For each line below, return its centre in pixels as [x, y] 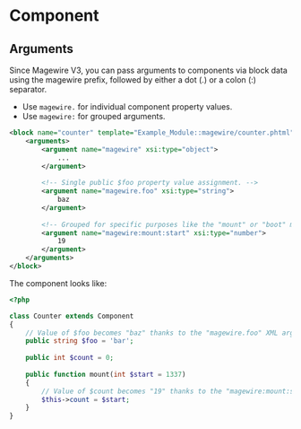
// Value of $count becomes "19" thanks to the [132, 391]
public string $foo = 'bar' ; [80, 341]
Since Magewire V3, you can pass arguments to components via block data [149, 70]
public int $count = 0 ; [70, 358]
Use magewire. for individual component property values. [127, 107]
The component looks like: [58, 283]
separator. [28, 89]
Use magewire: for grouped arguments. [94, 116]
